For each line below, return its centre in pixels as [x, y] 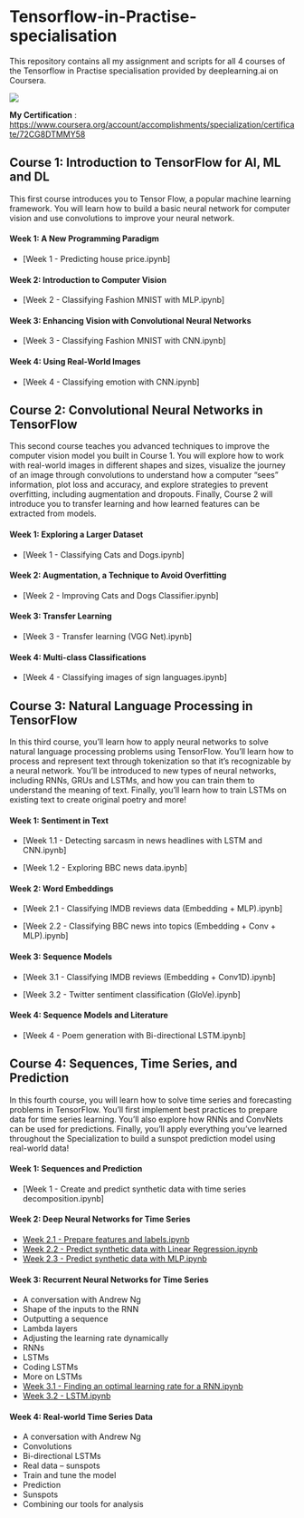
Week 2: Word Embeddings [62, 888]
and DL [29, 177]
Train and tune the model [69, 1475]
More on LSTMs [52, 1377]
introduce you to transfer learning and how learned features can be [135, 504]
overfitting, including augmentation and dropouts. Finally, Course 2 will [141, 494]
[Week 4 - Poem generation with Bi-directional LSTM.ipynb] [134, 1035]
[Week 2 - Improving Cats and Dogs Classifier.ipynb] [120, 595]
